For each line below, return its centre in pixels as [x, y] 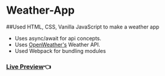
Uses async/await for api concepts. [58, 38]
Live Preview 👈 [29, 66]
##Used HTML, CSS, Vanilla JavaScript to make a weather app [83, 27]
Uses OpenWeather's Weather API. [58, 45]
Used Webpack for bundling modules [60, 50]
